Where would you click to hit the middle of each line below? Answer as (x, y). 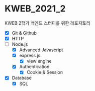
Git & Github (24, 33)
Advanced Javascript (41, 50)
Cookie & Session (45, 72)
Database (22, 78)
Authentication (34, 67)
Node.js (20, 44)
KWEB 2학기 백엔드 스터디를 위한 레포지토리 (47, 23)
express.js (30, 56)
